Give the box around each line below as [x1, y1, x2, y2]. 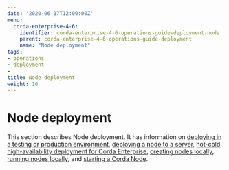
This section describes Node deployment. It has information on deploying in [7, 133, 222, 141]
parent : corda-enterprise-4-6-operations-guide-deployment [19, 36, 193, 43]
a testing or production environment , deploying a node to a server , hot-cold [7, 140, 221, 149]
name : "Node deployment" [19, 42, 91, 49]
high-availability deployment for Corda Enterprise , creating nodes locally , [7, 147, 215, 156]
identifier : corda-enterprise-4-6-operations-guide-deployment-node [19, 29, 220, 36]
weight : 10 [7, 81, 39, 87]
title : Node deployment [7, 74, 76, 81]
